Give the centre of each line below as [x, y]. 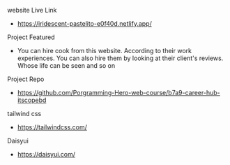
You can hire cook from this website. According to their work [104, 51]
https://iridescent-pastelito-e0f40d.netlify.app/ [84, 23]
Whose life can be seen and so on [66, 65]
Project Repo [26, 79]
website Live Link [32, 10]
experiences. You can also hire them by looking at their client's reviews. [120, 58]
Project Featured [31, 37]
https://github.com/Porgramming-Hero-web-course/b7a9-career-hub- [119, 93]
